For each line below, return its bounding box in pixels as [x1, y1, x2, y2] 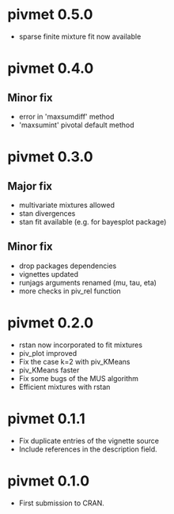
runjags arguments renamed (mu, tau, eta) [18, 278, 157, 287]
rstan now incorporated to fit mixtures [18, 340, 143, 350]
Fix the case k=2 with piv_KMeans [18, 357, 130, 366]
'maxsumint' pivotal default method [18, 120, 135, 130]
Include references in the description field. [18, 444, 157, 454]
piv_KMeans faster [18, 365, 80, 375]
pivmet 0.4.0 [7, 59, 94, 77]
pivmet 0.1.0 [7, 472, 90, 489]
